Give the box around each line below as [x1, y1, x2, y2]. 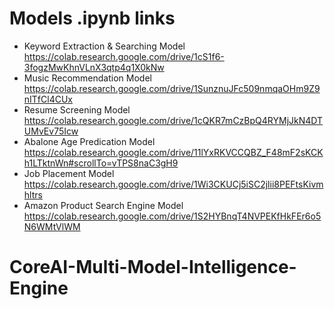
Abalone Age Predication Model [23, 135, 156, 147]
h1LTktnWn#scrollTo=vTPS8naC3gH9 [23, 157, 179, 169]
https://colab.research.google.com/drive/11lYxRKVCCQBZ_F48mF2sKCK [23, 146, 324, 158]
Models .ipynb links [9, 7, 176, 30]
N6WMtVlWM [23, 220, 81, 232]
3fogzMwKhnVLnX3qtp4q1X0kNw [23, 61, 165, 73]
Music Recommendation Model [23, 72, 152, 84]
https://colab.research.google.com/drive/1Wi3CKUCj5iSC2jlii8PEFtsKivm [23, 178, 324, 190]
